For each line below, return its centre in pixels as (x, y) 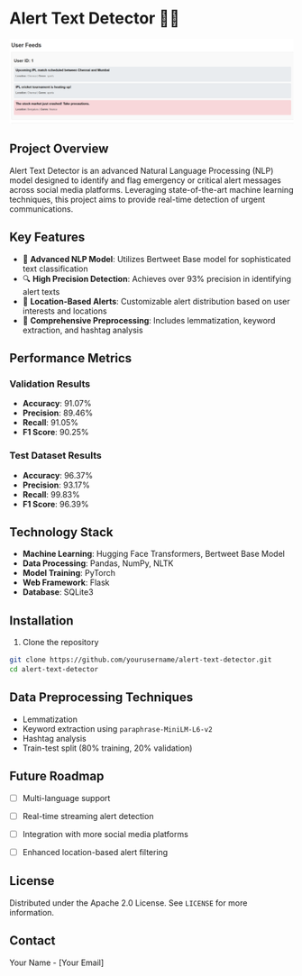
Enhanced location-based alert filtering (95, 852)
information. (32, 912)
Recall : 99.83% (51, 494)
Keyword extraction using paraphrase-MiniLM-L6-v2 (118, 728)
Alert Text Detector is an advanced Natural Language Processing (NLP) (142, 170)
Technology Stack (61, 532)
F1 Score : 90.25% (55, 433)
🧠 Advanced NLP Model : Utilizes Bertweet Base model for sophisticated (156, 259)
